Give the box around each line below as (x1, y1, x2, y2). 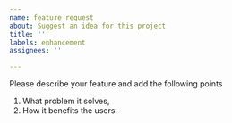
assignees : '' (9, 46, 63, 55)
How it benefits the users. (21, 105, 118, 116)
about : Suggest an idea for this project (9, 21, 167, 30)
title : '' (9, 29, 47, 38)
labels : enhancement (9, 37, 87, 47)
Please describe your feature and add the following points (9, 78, 223, 89)
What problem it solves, (21, 95, 110, 107)
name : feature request (9, 12, 94, 22)
